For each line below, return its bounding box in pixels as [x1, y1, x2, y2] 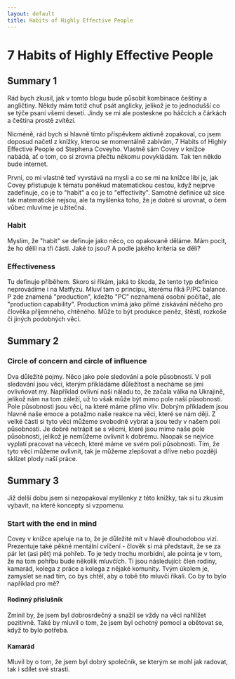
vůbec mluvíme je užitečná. [7, 203, 87, 212]
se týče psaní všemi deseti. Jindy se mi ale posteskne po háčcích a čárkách [7, 108, 227, 117]
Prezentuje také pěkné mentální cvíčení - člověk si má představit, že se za [7, 542, 221, 550]
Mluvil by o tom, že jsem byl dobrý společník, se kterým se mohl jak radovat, [7, 658, 228, 666]
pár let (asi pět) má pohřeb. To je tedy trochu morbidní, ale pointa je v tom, [7, 549, 222, 557]
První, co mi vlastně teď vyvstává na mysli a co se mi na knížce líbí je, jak [7, 173, 219, 181]
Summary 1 [7, 75, 58, 87]
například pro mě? [7, 579, 60, 588]
